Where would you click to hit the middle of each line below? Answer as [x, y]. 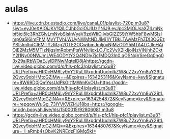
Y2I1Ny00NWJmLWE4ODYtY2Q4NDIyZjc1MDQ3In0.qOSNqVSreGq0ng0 [88, 55]
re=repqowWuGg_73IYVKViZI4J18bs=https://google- [68, 104]
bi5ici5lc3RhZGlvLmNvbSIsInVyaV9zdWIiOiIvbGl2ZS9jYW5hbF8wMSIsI [87, 34]
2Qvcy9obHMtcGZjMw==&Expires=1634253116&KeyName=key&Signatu [88, 77]
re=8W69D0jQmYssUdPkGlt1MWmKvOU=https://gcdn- [70, 82]
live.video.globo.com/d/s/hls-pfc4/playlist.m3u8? [64, 88]
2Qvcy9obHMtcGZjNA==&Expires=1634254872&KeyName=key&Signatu [88, 99]
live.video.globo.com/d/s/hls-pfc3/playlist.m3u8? [64, 66]
